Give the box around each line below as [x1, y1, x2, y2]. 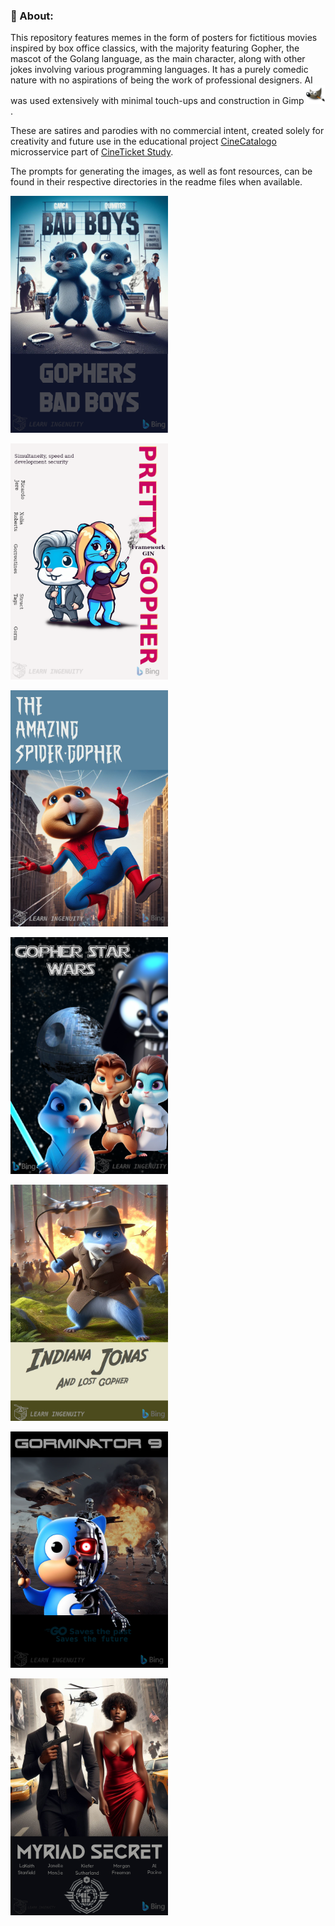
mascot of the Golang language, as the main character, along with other [10, 53, 306, 65]
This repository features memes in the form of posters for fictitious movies [10, 32, 318, 44]
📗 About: [10, 9, 54, 23]
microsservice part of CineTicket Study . [10, 146, 174, 158]
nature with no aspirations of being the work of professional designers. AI [10, 74, 313, 86]
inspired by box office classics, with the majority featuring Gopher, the [10, 42, 300, 54]
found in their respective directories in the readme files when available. [10, 176, 303, 188]
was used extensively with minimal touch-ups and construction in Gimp [10, 95, 305, 107]
